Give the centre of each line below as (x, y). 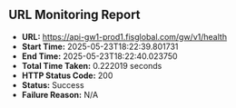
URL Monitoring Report (75, 15)
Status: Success (53, 84)
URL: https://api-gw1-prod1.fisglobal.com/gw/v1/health (124, 36)
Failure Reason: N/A (60, 94)
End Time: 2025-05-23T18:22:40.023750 (99, 56)
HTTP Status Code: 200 (67, 75)
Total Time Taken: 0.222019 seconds (92, 65)
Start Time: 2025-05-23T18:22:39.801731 (100, 46)
